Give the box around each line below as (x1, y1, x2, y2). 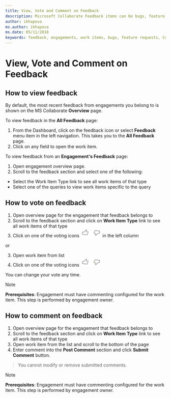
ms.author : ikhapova (5, 24, 49, 30)
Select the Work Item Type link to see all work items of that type (12, 179, 147, 184)
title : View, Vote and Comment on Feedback (5, 8, 99, 13)
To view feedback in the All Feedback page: (5, 118, 98, 123)
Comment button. (12, 352, 50, 358)
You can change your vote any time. (5, 271, 81, 277)
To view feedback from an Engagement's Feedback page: (5, 153, 128, 159)
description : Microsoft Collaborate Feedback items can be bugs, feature (5, 13, 165, 19)
